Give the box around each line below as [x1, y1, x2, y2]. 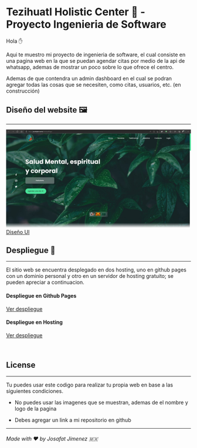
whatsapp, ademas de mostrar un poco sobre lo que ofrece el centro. [6, 63, 174, 70]
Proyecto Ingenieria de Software [6, 18, 167, 31]
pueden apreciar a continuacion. [6, 279, 84, 286]
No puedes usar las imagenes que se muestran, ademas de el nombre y [14, 399, 189, 406]
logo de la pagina [14, 405, 57, 412]
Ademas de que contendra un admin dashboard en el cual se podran [6, 74, 172, 82]
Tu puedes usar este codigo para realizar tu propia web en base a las [6, 381, 174, 388]
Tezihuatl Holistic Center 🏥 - [6, 5, 145, 19]
